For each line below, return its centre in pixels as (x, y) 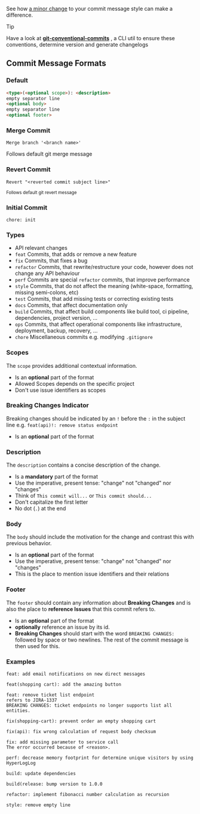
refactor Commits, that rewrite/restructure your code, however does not (104, 267)
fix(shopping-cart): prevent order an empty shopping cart (81, 721)
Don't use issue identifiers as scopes (60, 390)
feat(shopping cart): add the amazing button (64, 685)
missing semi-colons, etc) (47, 292)
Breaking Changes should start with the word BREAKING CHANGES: (95, 633)
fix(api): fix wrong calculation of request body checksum (81, 732)
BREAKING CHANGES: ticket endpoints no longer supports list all (89, 706)
